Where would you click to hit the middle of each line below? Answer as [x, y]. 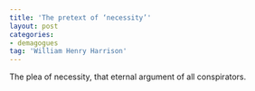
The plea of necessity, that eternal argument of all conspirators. [128, 77]
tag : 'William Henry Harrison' [68, 51]
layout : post [34, 26]
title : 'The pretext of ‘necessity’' [80, 18]
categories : [32, 34]
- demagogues [34, 43]
